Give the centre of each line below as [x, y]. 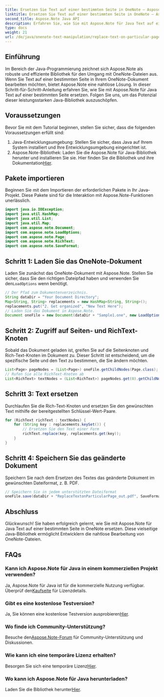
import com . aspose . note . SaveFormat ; [42, 246]
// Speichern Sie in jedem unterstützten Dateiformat [61, 492]
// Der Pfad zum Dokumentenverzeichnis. [47, 293]
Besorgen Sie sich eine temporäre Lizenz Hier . [51, 666]
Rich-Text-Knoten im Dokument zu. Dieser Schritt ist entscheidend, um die [80, 355]
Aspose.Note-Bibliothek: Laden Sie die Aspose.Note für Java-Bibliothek [84, 152]
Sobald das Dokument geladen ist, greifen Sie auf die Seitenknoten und [77, 350]
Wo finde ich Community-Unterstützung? [55, 627]
